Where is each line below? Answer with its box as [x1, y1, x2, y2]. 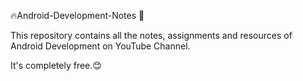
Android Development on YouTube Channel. [10, 40, 191, 52]
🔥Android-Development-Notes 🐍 [10, 10, 145, 21]
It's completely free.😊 [10, 60, 102, 71]
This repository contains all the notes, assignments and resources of [10, 30, 293, 41]
